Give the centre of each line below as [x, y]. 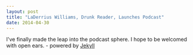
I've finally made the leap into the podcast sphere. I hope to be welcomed [96, 40]
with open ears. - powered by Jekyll [50, 46]
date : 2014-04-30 [28, 22]
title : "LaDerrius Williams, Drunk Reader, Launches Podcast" [85, 17]
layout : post [22, 12]
